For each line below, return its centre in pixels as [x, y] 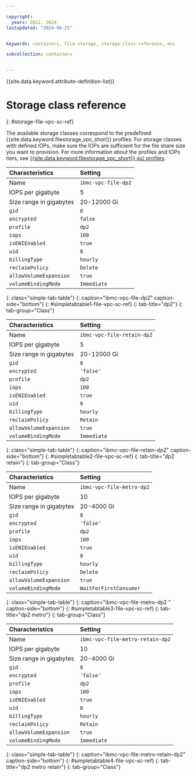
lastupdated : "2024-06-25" [39, 28]
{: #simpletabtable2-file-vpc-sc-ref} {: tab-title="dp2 [110, 456]
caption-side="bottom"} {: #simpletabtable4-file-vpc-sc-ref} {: [83, 761]
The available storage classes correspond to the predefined [79, 133]
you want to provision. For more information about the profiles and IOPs [93, 152]
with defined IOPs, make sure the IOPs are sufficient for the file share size [96, 146]
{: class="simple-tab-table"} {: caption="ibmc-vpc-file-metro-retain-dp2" [96, 755]
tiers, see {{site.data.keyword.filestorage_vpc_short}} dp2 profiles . [86, 158]
